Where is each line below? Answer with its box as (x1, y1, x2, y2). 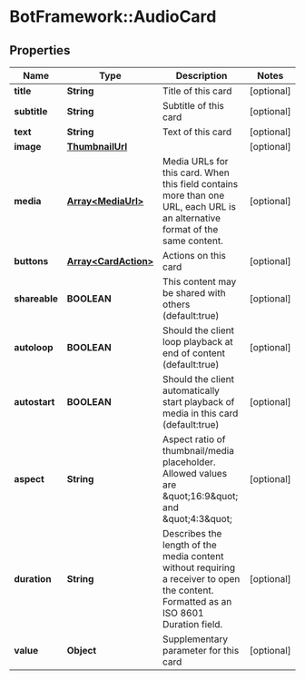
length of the (162, 538, 218, 551)
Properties (9, 43, 71, 58)
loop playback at (162, 336, 233, 348)
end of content (162, 347, 225, 360)
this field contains (162, 178, 239, 190)
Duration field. (162, 618, 223, 630)
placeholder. (162, 456, 216, 468)
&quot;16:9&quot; (162, 490, 239, 502)
